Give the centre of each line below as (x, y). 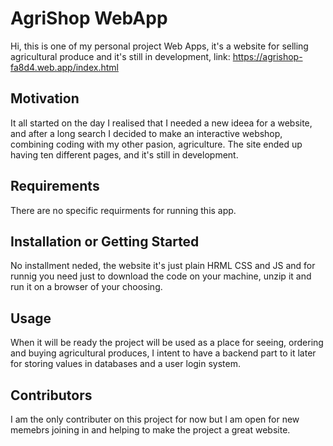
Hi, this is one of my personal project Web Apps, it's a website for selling (159, 46)
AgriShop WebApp (89, 18)
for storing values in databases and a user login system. (126, 364)
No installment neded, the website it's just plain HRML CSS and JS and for (163, 266)
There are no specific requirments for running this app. (123, 210)
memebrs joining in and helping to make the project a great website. (150, 430)
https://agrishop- (267, 56)
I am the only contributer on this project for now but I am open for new (155, 419)
